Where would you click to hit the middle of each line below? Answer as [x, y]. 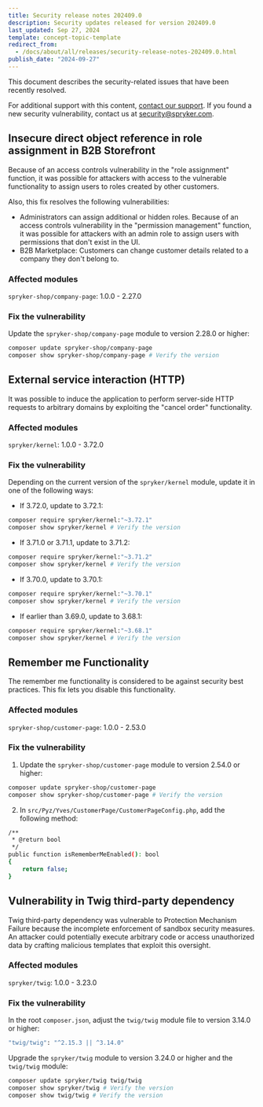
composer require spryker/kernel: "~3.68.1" [80, 630]
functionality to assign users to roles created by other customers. [114, 186]
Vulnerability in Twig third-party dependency [121, 901]
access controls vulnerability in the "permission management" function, [135, 225]
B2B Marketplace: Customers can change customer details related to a [134, 250]
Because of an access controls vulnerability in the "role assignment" [119, 169]
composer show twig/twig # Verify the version [86, 1095]
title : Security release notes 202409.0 [75, 15]
